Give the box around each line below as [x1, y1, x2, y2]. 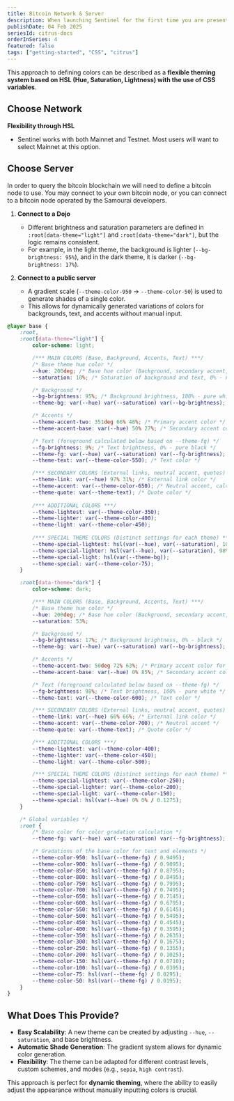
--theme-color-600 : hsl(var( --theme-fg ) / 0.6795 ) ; [32, 900, 186, 907]
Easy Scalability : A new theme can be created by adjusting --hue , [17, 1028, 207, 1036]
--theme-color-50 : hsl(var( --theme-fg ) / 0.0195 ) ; [32, 977, 182, 984]
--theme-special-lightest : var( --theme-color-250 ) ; [32, 777, 186, 784]
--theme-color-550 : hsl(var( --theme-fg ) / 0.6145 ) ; [32, 906, 186, 913]
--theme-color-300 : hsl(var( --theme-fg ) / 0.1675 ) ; [32, 938, 186, 946]
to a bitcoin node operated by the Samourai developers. [7, 196, 167, 204]
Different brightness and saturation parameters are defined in [27, 223, 204, 231]
